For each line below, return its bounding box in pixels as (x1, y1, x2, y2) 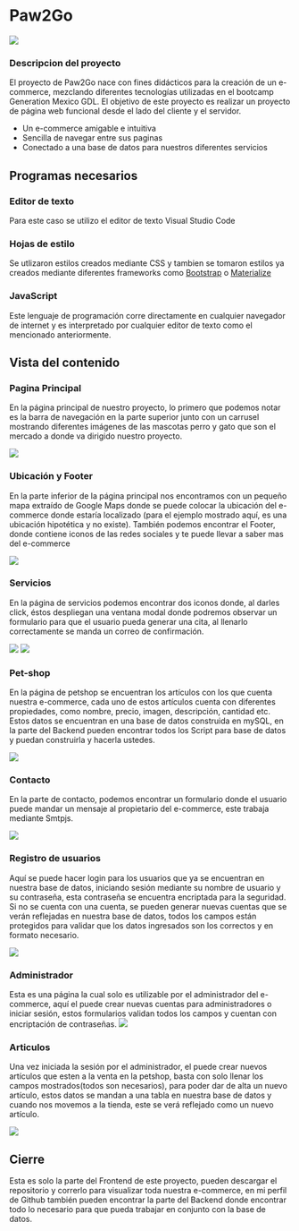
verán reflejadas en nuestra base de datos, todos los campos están (9, 910, 257, 921)
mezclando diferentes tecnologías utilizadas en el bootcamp (53, 87, 274, 98)
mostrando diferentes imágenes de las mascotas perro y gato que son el (9, 422, 277, 432)
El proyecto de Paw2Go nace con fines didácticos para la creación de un (9, 77, 277, 88)
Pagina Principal (9, 381, 82, 394)
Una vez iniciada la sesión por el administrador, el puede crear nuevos (9, 1062, 268, 1073)
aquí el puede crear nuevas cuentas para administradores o (53, 998, 272, 1009)
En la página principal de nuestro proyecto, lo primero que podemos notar (9, 402, 281, 413)
